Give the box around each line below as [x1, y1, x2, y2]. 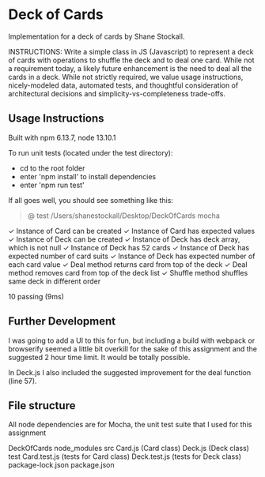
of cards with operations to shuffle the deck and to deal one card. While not [8, 55, 255, 65]
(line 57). [8, 376, 37, 385]
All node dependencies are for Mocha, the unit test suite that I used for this [8, 420, 252, 430]
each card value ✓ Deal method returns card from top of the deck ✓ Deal [8, 259, 248, 269]
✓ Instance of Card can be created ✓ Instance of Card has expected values [8, 226, 256, 235]
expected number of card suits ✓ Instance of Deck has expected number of [8, 251, 256, 261]
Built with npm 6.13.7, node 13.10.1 [8, 133, 116, 142]
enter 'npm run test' [19, 180, 85, 190]
